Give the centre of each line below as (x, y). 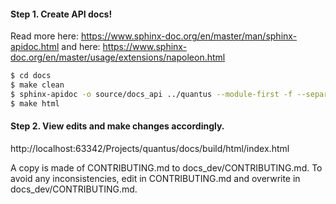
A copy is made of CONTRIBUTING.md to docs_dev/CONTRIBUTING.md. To (166, 167)
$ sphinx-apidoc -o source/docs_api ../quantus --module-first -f (151, 94)
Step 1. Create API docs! (61, 14)
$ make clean (37, 85)
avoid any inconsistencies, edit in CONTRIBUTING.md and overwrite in (155, 178)
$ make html (35, 103)
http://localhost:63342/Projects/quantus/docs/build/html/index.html (150, 148)
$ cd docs (31, 76)
